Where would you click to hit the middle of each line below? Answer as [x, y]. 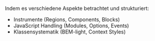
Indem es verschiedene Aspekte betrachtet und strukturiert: [77, 8]
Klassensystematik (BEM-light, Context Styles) [70, 32]
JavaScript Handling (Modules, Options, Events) [71, 26]
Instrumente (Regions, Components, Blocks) [67, 19]
